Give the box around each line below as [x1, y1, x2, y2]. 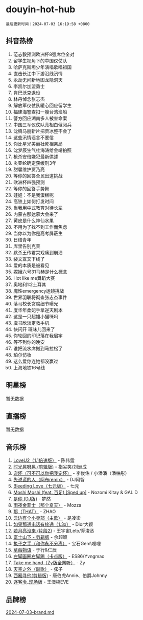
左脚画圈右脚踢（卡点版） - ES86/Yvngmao [13, 553, 105, 560]
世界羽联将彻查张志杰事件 [13, 294, 67, 300]
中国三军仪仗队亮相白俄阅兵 [13, 121, 72, 127]
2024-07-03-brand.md [6, 609, 55, 615]
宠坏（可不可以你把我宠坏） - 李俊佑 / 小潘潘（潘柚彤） [13, 470, 130, 476]
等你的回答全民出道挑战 [13, 172, 63, 179]
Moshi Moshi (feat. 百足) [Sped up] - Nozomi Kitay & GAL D [13, 490, 138, 496]
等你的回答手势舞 [13, 185, 50, 191]
